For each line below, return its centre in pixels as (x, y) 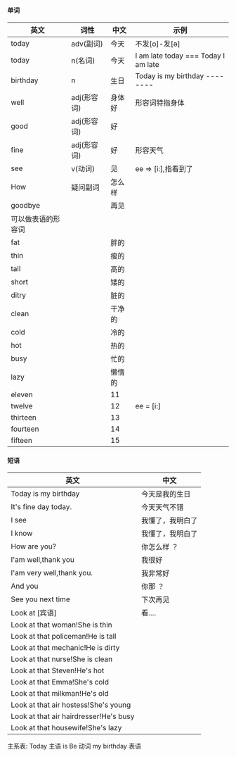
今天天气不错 (163, 508)
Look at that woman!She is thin (61, 625)
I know (22, 533)
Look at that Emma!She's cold (60, 682)
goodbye (26, 206)
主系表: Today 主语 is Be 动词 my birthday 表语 (74, 746)
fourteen (25, 429)
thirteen (24, 418)
